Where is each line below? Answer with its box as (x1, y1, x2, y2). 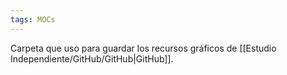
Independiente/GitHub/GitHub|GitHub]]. (10, 52, 174, 65)
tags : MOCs (10, 14, 56, 25)
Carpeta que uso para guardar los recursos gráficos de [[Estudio (10, 42, 277, 54)
